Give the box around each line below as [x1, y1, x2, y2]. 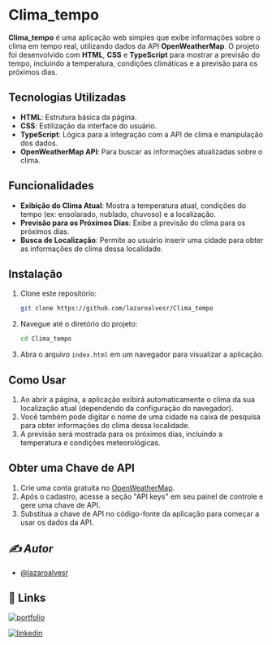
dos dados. [19, 138, 58, 148]
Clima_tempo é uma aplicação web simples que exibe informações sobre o [8, 32, 261, 42]
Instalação [8, 266, 63, 281]
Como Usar [8, 373, 67, 387]
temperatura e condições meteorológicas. [19, 437, 161, 448]
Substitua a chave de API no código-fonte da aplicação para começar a [19, 509, 260, 518]
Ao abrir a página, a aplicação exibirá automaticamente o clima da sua [19, 394, 256, 404]
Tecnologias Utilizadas [8, 91, 127, 105]
